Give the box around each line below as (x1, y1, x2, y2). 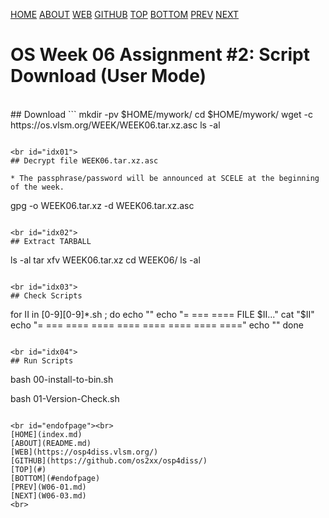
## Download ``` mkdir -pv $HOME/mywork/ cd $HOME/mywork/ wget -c (10, 108, 313, 120)
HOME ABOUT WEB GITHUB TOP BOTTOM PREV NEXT (10, 9, 240, 20)
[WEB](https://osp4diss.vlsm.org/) (10, 447, 159, 457)
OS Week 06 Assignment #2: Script (10, 44, 310, 66)
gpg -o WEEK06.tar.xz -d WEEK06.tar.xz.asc (10, 199, 195, 211)
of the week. (10, 182, 65, 192)
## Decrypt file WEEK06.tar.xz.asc (10, 155, 159, 166)
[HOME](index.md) (10, 429, 83, 439)
